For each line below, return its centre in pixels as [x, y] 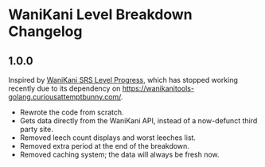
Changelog [45, 31]
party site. [36, 129]
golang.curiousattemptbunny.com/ [65, 97]
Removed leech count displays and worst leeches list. [108, 138]
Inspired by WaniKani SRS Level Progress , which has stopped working [123, 80]
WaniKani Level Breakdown [100, 15]
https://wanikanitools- [158, 88]
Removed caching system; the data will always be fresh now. [120, 154]
